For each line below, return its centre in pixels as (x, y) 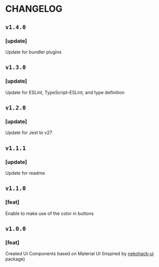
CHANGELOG (34, 9)
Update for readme (25, 173)
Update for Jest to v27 (29, 132)
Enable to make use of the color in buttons (50, 213)
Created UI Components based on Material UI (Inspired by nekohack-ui (80, 254)
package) (15, 259)
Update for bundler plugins (34, 52)
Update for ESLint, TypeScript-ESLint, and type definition (65, 92)
